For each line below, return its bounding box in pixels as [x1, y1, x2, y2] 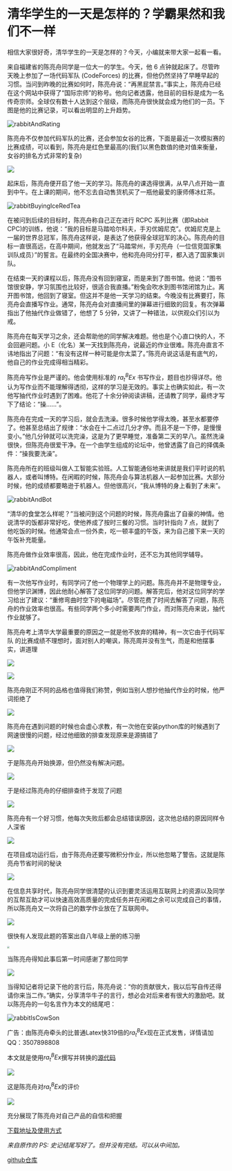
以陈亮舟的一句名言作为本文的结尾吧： [7, 1000, 116, 1008]
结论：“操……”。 [19, 400, 66, 409]
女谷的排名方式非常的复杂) [7, 151, 83, 159]
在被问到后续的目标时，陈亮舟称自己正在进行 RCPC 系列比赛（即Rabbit [7, 215, 209, 224]
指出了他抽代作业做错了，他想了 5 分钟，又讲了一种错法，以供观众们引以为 [7, 308, 220, 317]
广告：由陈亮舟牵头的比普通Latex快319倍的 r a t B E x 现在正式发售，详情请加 [7, 1027, 214, 1038]
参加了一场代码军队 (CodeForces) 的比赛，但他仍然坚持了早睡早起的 [25, 71, 220, 80]
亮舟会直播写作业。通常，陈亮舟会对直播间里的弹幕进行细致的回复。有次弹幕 [7, 299, 225, 308]
